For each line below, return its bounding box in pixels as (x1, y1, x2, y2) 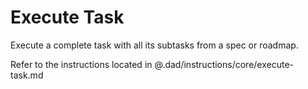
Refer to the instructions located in (10, 58, 153, 70)
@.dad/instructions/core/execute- (154, 58, 295, 70)
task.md (10, 69, 44, 81)
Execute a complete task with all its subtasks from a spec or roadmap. (10, 39, 299, 51)
